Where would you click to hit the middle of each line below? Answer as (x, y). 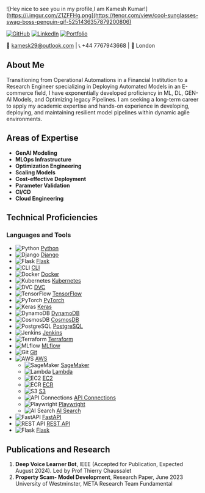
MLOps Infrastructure (43, 159)
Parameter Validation (42, 185)
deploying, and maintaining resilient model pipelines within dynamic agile (98, 112)
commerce (20, 93)
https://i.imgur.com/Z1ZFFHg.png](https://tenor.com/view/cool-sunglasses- (103, 15)
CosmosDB (65, 320)
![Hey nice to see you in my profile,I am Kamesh (67, 9)
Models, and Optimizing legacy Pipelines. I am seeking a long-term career (106, 99)
